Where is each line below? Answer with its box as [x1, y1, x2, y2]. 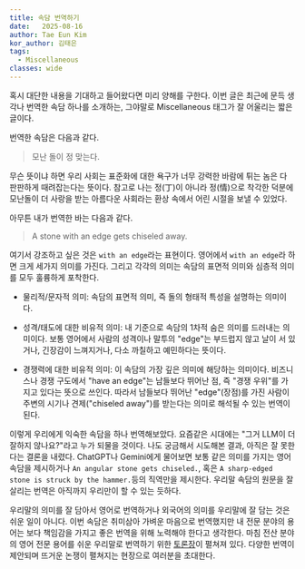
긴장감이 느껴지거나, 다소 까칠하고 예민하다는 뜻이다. [42, 344, 227, 355]
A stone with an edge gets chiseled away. [31, 231, 188, 241]
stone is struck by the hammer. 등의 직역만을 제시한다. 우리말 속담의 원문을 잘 [9, 474, 294, 485]
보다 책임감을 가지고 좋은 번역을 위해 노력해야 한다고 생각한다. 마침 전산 [25, 527, 279, 538]
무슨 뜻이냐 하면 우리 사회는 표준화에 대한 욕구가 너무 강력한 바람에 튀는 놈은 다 [9, 170, 288, 181]
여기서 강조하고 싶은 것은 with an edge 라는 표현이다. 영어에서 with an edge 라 [9, 249, 286, 260]
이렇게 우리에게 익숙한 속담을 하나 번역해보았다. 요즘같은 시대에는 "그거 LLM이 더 [9, 428, 296, 439]
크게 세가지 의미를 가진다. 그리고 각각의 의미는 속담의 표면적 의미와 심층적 [18, 260, 279, 271]
